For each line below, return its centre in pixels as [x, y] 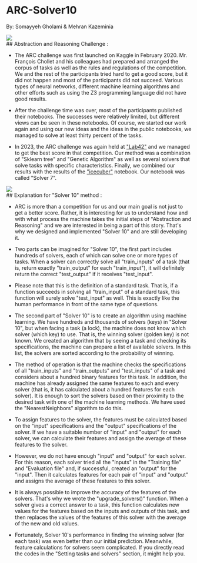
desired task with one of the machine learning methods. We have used [100, 402]
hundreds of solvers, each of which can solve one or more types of [96, 255]
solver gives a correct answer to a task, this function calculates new [97, 505]
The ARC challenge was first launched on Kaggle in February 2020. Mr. [101, 55]
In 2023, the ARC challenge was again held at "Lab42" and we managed [102, 146]
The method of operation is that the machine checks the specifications [100, 364]
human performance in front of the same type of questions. [86, 304]
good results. [31, 99]
